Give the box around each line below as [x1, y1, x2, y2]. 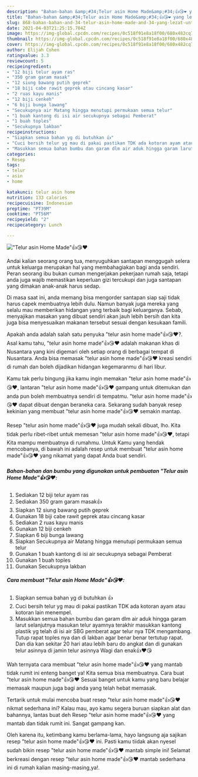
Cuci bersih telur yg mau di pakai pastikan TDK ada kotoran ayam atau [15, 602, 186, 610]
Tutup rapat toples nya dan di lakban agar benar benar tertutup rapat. [15, 634, 184, 641]
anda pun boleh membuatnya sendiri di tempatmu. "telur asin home [6, 393, 170, 400]
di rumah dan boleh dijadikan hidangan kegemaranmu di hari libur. [6, 363, 167, 370]
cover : [6, 42, 23, 48]
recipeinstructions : [6, 129, 58, 136]
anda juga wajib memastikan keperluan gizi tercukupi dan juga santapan [6, 276, 182, 283]
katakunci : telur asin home [6, 189, 76, 195]
